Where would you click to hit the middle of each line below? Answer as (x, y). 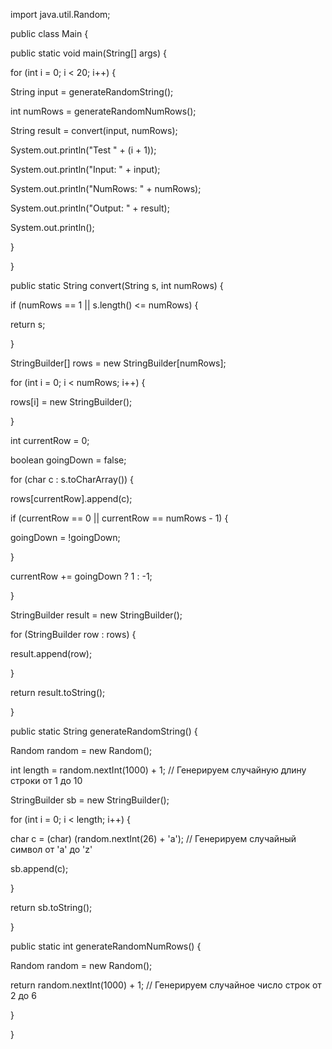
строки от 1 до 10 (46, 780)
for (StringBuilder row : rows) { (73, 634)
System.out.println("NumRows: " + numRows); (106, 188)
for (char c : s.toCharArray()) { (72, 479)
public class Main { (49, 33)
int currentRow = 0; (50, 440)
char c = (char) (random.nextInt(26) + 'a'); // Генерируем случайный (153, 838)
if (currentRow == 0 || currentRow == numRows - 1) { (119, 518)
